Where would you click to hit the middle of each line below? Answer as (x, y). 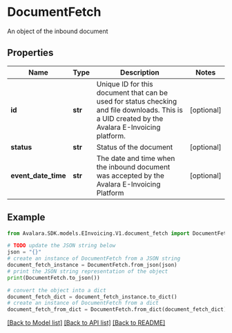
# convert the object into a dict (57, 290)
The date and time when (136, 158)
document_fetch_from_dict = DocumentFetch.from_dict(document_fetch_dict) (117, 310)
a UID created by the (130, 118)
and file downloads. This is (139, 110)
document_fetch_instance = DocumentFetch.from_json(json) (92, 265)
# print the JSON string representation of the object (88, 271)
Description (140, 72)
